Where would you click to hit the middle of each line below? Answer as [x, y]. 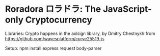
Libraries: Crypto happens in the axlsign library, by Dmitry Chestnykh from [80, 33]
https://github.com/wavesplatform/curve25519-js [55, 38]
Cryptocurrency [59, 20]
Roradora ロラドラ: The [53, 9]
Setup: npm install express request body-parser [53, 48]
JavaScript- [127, 9]
